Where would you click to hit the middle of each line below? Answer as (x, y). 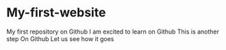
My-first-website (56, 13)
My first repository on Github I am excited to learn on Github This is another (113, 32)
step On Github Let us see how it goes (60, 38)
